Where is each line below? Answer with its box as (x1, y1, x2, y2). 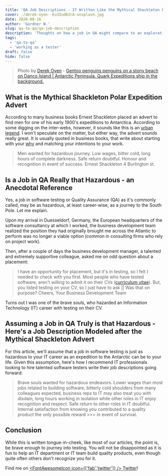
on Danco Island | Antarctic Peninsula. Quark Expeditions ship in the (17, 73, 157, 79)
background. (17, 78, 44, 84)
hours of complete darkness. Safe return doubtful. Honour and (17, 156, 146, 162)
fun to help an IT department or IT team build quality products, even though (5, 450, 161, 456)
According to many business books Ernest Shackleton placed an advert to (5, 114, 158, 120)
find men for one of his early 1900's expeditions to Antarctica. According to (5, 119, 160, 125)
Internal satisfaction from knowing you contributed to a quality (17, 406, 146, 412)
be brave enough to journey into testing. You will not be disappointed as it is (5, 444, 161, 450)
